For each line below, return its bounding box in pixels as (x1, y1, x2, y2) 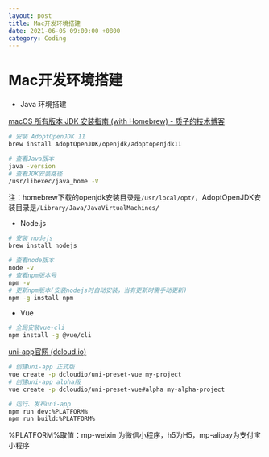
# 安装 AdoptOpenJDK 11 (8, 133, 86, 141)
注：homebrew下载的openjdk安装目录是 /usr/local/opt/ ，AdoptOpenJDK (8, 192, 255, 202)
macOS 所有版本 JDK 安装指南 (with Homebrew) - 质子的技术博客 (8, 117, 226, 126)
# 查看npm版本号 (8, 271, 57, 279)
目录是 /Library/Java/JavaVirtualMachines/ (14, 203, 159, 212)
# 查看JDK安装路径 (8, 170, 63, 178)
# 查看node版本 (8, 257, 55, 265)
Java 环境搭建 (19, 100, 67, 109)
